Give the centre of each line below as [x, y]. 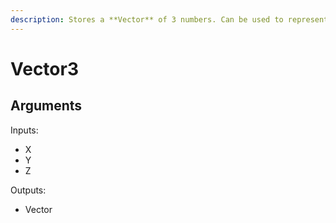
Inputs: [24, 130]
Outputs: [28, 190]
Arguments [46, 106]
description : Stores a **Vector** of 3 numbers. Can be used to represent [169, 19]
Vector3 [44, 68]
